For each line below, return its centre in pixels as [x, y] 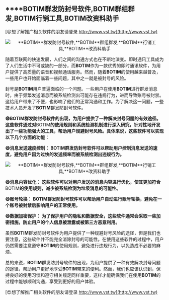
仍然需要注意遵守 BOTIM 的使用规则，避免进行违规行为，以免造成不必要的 [81, 245]
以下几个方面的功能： [27, 137]
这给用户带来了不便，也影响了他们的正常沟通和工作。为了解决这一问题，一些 [84, 101]
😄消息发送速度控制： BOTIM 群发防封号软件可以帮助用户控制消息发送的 [79, 148]
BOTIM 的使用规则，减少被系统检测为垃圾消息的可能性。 [63, 188]
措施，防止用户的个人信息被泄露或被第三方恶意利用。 [64, 222]
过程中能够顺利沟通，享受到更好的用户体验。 [52, 281]
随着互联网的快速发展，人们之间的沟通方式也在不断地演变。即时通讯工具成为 [84, 59]
